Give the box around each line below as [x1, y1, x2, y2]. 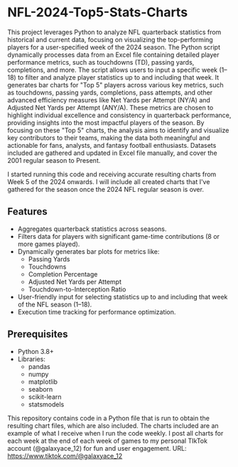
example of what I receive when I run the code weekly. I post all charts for [7, 429, 224, 437]
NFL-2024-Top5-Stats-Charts [7, 4, 188, 21]
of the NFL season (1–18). [17, 300, 92, 308]
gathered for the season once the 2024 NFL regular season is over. [7, 185, 205, 193]
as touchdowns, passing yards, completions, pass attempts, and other [7, 88, 213, 97]
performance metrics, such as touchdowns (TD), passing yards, [7, 58, 195, 66]
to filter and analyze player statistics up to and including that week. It [17, 73, 220, 82]
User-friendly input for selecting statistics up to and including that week [17, 292, 228, 301]
